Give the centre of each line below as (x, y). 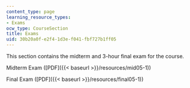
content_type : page (31, 12)
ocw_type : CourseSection (37, 28)
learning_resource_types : (38, 17)
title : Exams (22, 34)
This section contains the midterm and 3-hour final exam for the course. (95, 56)
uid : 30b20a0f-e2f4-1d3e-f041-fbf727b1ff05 (61, 39)
